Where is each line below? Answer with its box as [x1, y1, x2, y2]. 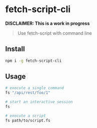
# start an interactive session [5, 100, 73, 105]
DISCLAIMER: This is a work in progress [5, 20, 90, 26]
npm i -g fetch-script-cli [5, 58, 62, 63]
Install [5, 45, 25, 54]
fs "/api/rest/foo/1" [5, 90, 51, 96]
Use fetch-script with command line [17, 30, 92, 36]
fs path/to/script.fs [5, 118, 51, 123]
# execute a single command [5, 86, 64, 91]
